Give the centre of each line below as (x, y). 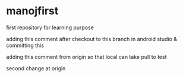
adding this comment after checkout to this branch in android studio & (91, 39)
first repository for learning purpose (50, 27)
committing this (25, 45)
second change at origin (36, 68)
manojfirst (32, 11)
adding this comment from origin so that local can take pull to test (87, 57)
